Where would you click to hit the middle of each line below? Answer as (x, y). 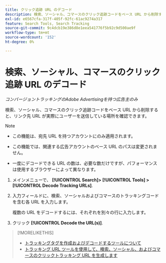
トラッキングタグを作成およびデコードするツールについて (83, 243)
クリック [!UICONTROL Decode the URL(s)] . (58, 222)
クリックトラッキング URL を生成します (77, 255)
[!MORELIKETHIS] (35, 232)
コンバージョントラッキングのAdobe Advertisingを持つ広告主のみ (72, 99)
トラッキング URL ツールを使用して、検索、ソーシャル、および (88, 249)
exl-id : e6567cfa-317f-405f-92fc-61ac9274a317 (54, 19)
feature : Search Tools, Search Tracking (47, 23)
